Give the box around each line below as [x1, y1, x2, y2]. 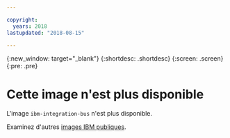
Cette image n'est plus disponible [6, 86, 204, 102]
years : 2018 [13, 22, 48, 30]
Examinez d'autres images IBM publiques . [6, 123, 126, 131]
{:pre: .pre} [6, 62, 38, 70]
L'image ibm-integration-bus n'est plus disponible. [6, 109, 153, 118]
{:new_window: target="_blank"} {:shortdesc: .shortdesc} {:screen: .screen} [6, 54, 224, 63]
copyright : [6, 16, 38, 23]
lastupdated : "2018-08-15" [6, 29, 85, 36]
